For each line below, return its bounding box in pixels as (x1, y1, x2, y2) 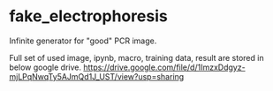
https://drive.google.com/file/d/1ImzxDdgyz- (83, 62, 246, 72)
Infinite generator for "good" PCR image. (9, 35, 157, 46)
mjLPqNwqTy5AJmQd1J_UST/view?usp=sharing (9, 71, 185, 81)
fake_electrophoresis (9, 6, 168, 27)
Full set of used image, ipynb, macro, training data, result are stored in (9, 52, 264, 63)
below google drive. (9, 62, 82, 72)
